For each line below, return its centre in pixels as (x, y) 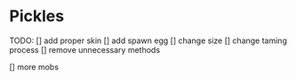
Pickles (37, 16)
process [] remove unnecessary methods (85, 49)
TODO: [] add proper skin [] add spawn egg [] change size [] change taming (148, 40)
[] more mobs (34, 67)
